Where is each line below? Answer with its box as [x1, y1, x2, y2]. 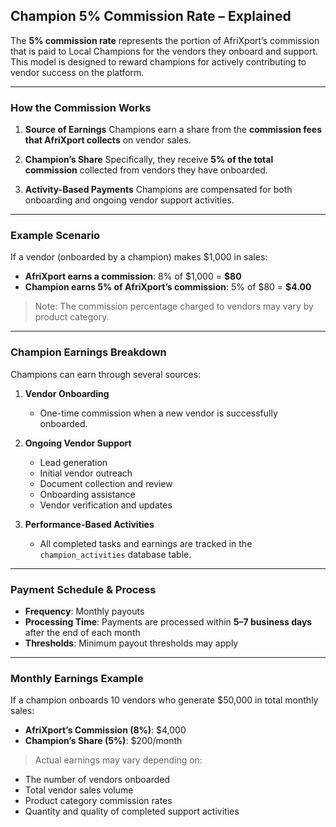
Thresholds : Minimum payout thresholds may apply [24, 637, 239, 649]
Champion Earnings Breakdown [10, 345, 167, 359]
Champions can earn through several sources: [10, 368, 202, 380]
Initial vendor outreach [39, 467, 133, 479]
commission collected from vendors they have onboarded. [24, 164, 268, 176]
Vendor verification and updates [39, 499, 173, 511]
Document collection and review [39, 477, 173, 489]
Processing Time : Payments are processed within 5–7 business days [24, 616, 313, 628]
